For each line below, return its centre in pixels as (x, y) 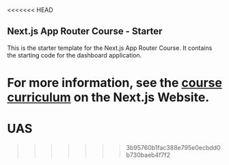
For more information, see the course (114, 83)
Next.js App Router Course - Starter (85, 31)
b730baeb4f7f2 (148, 155)
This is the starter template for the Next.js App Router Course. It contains (110, 48)
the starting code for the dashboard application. (75, 55)
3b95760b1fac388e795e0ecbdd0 (173, 147)
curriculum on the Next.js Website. (108, 97)
